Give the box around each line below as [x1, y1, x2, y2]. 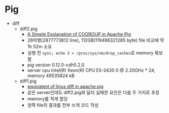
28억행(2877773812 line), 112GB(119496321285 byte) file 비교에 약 [27, 37, 164, 43]
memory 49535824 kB [27, 72, 75, 79]
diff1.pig [19, 78, 37, 84]
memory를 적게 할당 [27, 95, 68, 102]
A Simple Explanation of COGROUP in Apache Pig [27, 31, 131, 37]
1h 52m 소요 [27, 43, 52, 49]
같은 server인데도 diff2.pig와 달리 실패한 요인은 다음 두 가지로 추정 [27, 89, 160, 95]
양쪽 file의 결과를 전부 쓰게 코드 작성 [27, 102, 99, 108]
